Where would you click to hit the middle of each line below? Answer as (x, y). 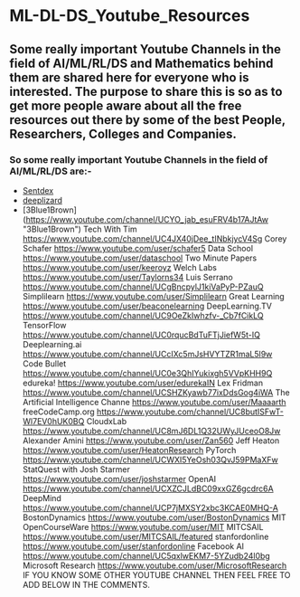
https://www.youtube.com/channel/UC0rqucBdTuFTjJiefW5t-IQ (141, 335)
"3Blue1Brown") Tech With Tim (80, 229)
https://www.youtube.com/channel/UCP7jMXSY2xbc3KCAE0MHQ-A (150, 507)
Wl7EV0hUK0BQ (53, 421)
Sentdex (38, 190)
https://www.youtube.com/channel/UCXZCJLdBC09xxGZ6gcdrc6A (148, 488)
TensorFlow (44, 325)
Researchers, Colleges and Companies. (123, 133)
